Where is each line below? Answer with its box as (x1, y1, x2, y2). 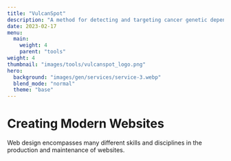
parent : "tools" (19, 49, 67, 55)
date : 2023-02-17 (7, 23, 57, 29)
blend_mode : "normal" (13, 80, 76, 87)
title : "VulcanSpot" (7, 10, 67, 17)
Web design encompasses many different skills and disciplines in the (7, 138, 203, 147)
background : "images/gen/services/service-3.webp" (13, 73, 162, 81)
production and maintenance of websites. (7, 146, 125, 154)
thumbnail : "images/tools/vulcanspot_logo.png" (7, 61, 146, 68)
